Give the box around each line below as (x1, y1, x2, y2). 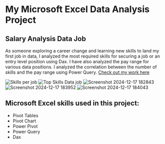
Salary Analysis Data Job (5, 34, 86, 43)
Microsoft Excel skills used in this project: (5, 99, 140, 108)
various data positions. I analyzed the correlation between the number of (5, 64, 157, 70)
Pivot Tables (12, 112, 39, 118)
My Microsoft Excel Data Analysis (5, 4, 150, 15)
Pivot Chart (12, 118, 36, 124)
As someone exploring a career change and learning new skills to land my (5, 48, 159, 54)
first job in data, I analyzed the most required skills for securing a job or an (5, 53, 160, 59)
